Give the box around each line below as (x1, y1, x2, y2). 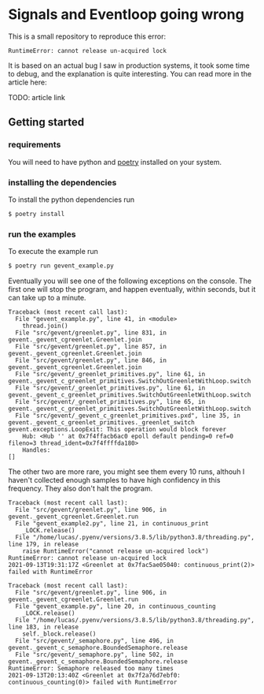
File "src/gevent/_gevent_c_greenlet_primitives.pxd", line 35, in (15, 412, 241, 420)
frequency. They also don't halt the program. (8, 483, 153, 493)
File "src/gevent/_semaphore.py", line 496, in (15, 636, 174, 644)
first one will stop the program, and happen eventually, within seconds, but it (8, 284, 256, 293)
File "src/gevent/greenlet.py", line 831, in (15, 329, 167, 337)
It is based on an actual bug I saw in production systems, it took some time (8, 61, 250, 70)
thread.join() (22, 322, 68, 330)
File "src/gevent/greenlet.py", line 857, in (15, 342, 167, 350)
